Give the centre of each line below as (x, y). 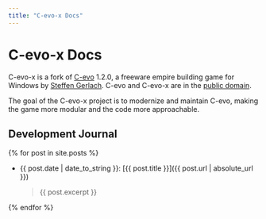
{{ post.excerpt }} (68, 192)
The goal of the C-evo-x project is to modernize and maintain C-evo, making (133, 101)
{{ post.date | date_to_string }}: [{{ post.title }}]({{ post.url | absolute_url (137, 168)
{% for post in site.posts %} (54, 153)
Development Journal (63, 134)
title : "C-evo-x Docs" (46, 15)
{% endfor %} (31, 208)
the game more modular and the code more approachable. (104, 109)
